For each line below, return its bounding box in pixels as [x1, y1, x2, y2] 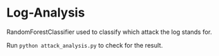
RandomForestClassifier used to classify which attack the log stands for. [6, 28, 212, 36]
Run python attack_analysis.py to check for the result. [6, 41, 163, 49]
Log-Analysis [6, 5, 86, 21]
